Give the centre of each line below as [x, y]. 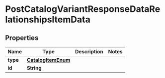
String [34, 68]
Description [89, 52]
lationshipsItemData [48, 19]
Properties [22, 38]
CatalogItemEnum [48, 60]
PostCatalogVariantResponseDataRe [83, 9]
